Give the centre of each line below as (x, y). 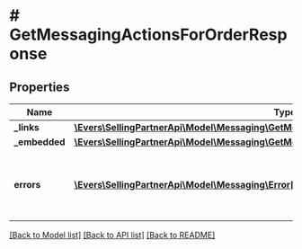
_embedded (40, 142)
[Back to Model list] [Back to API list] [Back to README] (112, 235)
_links (27, 127)
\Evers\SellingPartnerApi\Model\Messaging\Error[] (186, 185)
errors (27, 185)
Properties (40, 87)
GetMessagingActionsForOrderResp (148, 35)
